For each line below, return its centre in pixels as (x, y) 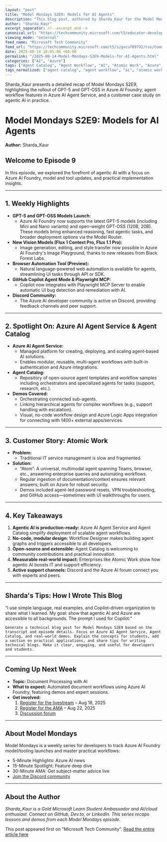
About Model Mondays (41, 734)
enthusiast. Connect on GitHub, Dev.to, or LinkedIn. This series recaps (77, 814)
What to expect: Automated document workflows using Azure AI (79, 687)
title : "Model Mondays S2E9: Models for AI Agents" (60, 14)
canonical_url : (21, 33)
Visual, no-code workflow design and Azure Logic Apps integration (88, 415)
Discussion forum (38, 713)
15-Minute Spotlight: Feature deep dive (52, 766)
